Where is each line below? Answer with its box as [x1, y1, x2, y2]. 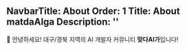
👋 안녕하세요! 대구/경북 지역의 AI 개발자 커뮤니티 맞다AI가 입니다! [6, 35, 179, 43]
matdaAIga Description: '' [6, 16, 120, 28]
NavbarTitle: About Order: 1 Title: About [6, 5, 180, 17]
